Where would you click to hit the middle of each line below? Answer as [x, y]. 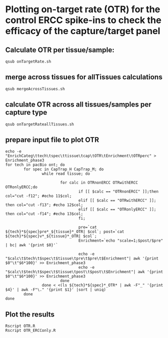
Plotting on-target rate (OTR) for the [83, 9]
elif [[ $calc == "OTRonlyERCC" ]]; [117, 210]
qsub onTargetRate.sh [28, 62]
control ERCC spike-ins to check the [83, 20]
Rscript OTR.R [20, 326]
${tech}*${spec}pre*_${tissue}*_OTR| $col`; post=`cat [65, 232]
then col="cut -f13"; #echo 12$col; [44, 205]
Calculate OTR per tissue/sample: [60, 50]
